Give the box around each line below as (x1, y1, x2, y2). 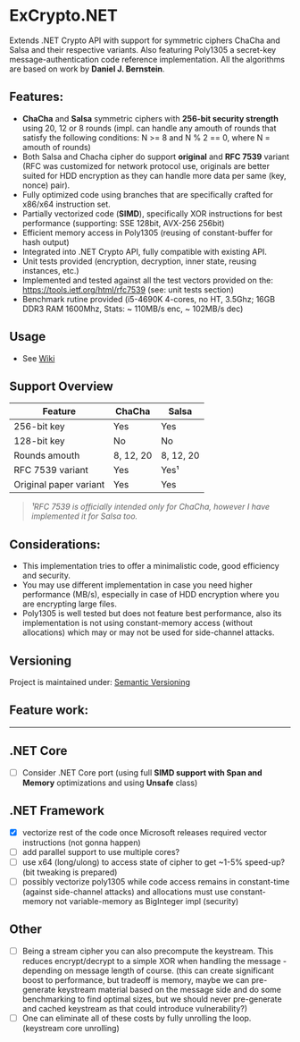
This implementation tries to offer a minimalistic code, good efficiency (21, 561, 279, 572)
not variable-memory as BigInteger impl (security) (54, 895, 239, 906)
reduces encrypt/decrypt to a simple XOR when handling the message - (21, 955, 287, 966)
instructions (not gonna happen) (21, 837, 141, 848)
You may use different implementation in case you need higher (21, 580, 253, 590)
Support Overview (9, 378, 113, 394)
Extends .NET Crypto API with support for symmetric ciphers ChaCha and (9, 35, 281, 46)
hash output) (21, 236, 70, 247)
